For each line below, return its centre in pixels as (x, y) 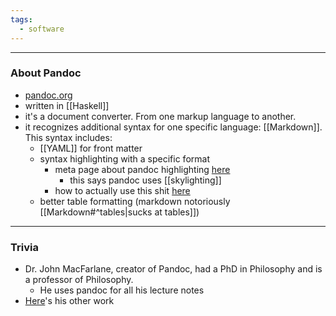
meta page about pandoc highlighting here (142, 169)
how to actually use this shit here (122, 190)
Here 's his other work (69, 301)
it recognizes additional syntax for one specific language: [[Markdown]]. (173, 127)
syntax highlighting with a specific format (124, 158)
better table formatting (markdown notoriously (135, 201)
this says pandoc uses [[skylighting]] (145, 180)
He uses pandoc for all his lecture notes (122, 290)
